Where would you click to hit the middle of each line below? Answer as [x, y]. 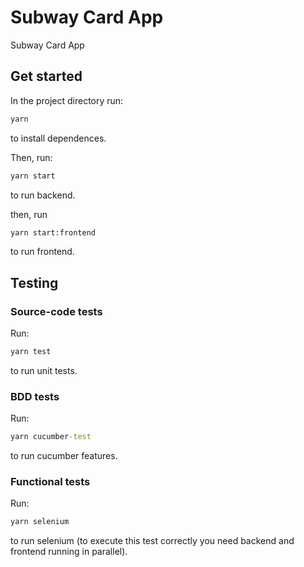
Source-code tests [56, 311]
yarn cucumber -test [51, 437]
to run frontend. [42, 252]
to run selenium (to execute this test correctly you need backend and [152, 541]
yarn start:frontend [53, 232]
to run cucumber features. [64, 456]
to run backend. [43, 195]
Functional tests [50, 482]
